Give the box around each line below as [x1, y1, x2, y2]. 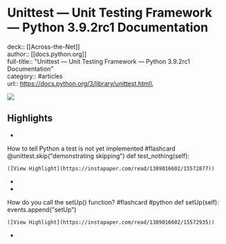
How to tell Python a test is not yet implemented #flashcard [7, 144, 176, 152]
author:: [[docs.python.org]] [7, 50, 87, 58]
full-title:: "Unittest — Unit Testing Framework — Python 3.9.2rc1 [7, 57, 190, 65]
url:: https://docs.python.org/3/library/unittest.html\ [7, 79, 153, 87]
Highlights [7, 112, 53, 124]
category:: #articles [7, 71, 64, 80]
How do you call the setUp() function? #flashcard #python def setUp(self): [7, 198, 220, 206]
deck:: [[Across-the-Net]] [7, 42, 80, 51]
